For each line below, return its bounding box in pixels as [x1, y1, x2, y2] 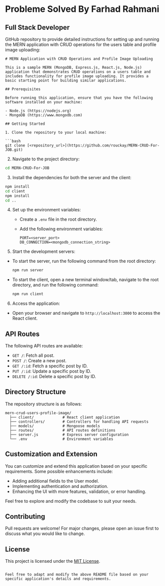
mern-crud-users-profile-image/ [5, 410, 71, 415]
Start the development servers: [12, 248, 75, 254]
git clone [5, 143, 26, 148]
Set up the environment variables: [12, 207, 81, 213]
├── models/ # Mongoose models [9, 423, 100, 429]
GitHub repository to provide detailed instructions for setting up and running [5, 36, 160, 42]
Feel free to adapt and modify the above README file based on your [5, 572, 149, 577]
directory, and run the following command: [12, 282, 99, 288]
